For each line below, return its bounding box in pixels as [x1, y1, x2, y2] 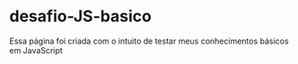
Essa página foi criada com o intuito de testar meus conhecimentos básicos [9, 36, 289, 46]
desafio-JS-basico [9, 6, 153, 27]
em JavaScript [9, 44, 63, 55]
